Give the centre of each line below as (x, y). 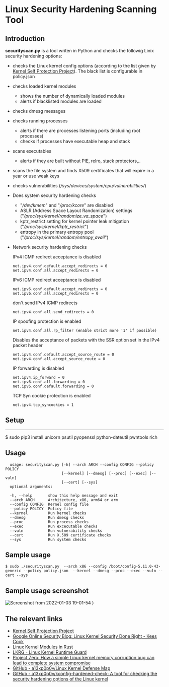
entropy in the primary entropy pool (57, 232)
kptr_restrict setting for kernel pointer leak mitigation (74, 221)
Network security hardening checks (50, 247)
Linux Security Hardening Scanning (81, 9)
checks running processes (40, 121)
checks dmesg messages (39, 111)
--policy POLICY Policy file (41, 509)
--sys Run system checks (48, 539)
